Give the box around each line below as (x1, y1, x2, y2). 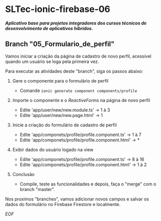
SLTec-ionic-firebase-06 (5, 3, 111, 15)
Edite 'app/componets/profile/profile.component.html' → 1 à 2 (19, 161, 147, 167)
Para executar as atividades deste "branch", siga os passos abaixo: (5, 68, 144, 74)
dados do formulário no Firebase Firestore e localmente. (5, 201, 121, 207)
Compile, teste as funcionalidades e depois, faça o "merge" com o (19, 181, 157, 187)
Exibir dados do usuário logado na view (12, 146, 94, 152)
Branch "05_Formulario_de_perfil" (5, 40, 115, 48)
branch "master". (19, 186, 55, 192)
